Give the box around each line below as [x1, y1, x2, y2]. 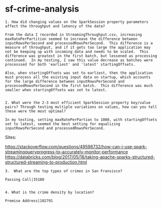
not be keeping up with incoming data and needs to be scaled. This [5, 49, 149, 54]
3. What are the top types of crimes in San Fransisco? [5, 169, 123, 173]
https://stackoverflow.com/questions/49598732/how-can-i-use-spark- [5, 143, 147, 149]
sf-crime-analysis [5, 3, 79, 15]
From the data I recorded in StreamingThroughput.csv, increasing [5, 32, 142, 37]
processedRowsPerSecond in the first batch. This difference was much [5, 83, 153, 88]
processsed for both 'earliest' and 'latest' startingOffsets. [5, 62, 136, 67]
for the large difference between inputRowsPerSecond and [5, 79, 125, 84]
